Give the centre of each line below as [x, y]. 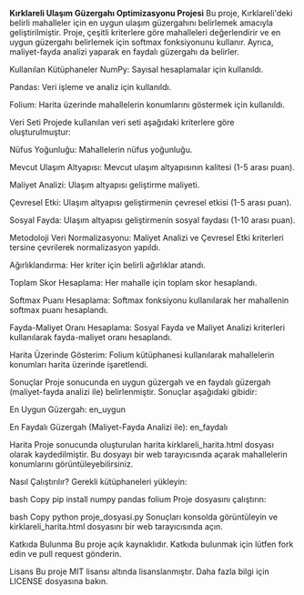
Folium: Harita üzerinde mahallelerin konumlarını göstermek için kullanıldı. [147, 105]
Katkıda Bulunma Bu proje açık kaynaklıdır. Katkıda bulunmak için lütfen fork [152, 544]
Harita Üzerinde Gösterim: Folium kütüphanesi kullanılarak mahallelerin [142, 355]
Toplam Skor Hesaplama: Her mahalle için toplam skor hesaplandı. [133, 282]
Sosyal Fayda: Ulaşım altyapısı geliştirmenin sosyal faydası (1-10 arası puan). [152, 220]
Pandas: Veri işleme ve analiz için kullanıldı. [91, 87]
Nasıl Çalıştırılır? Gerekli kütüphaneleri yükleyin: [98, 482]
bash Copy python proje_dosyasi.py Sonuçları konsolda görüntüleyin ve [144, 517]
